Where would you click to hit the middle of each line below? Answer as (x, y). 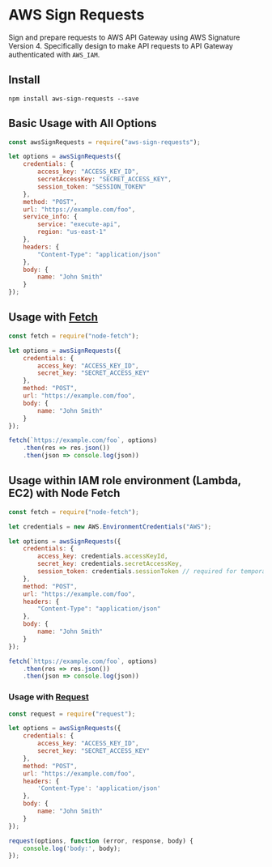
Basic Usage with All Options (83, 123)
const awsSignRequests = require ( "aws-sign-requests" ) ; (104, 142)
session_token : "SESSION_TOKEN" (92, 187)
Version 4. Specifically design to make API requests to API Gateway (121, 45)
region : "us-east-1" (72, 232)
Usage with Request (49, 697)
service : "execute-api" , (79, 224)
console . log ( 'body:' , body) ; (72, 848)
